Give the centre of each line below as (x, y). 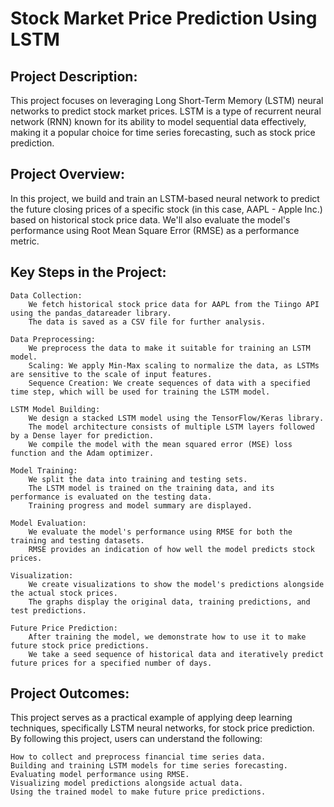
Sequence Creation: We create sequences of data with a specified (169, 383)
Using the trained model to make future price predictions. (138, 792)
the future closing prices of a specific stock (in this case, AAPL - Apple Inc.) (166, 209)
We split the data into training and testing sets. (138, 479)
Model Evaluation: (48, 523)
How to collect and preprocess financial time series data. (138, 757)
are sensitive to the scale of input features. (111, 374)
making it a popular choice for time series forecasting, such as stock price (163, 132)
